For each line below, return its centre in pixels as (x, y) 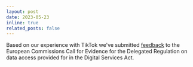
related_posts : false (33, 28)
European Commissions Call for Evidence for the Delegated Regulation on (97, 52)
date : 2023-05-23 (28, 17)
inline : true (22, 23)
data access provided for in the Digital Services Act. (70, 58)
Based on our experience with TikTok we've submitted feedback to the (93, 45)
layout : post (22, 12)
